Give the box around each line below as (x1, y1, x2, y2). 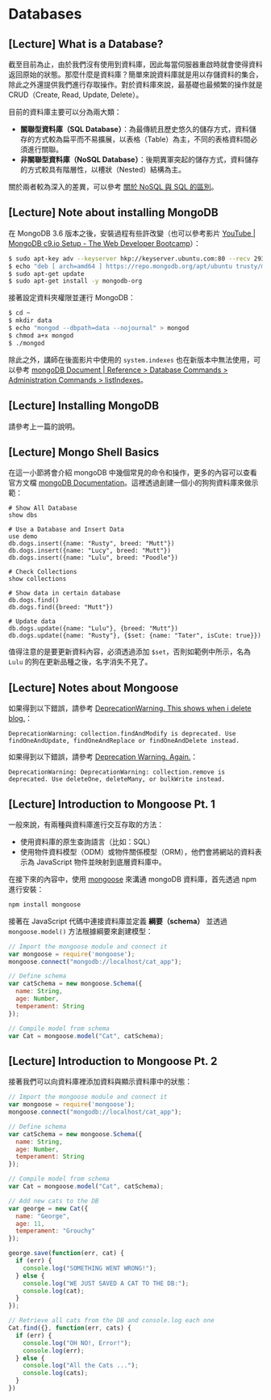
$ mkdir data (8, 316, 52, 325)
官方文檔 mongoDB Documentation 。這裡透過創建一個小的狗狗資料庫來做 (8, 478, 252, 488)
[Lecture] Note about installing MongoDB (8, 206, 219, 219)
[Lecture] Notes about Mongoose (8, 681, 179, 694)
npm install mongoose (8, 900, 81, 909)
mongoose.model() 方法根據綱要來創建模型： (8, 926, 153, 935)
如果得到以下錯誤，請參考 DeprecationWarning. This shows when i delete (8, 703, 252, 713)
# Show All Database (8, 504, 78, 512)
